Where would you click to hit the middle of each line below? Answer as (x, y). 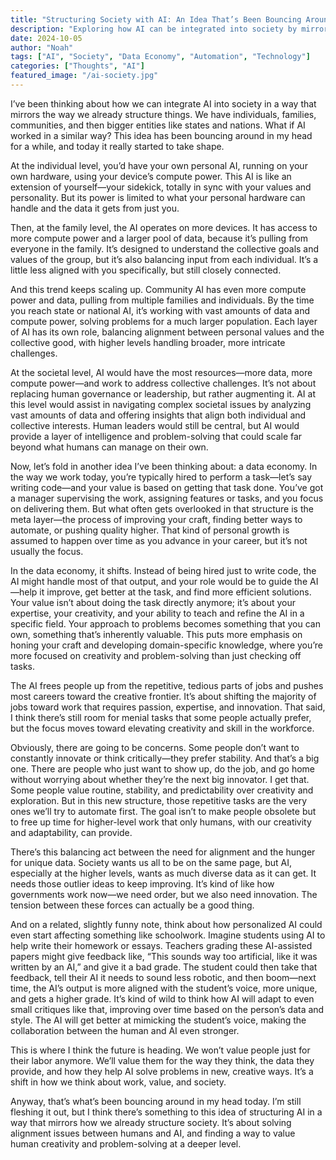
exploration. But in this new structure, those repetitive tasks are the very (159, 800)
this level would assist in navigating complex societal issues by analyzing (161, 404)
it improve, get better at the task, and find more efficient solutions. (175, 592)
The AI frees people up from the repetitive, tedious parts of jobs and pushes (167, 685)
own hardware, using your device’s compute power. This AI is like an (151, 176)
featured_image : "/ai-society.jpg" (84, 76)
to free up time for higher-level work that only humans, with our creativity (161, 822)
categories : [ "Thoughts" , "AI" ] (77, 66)
